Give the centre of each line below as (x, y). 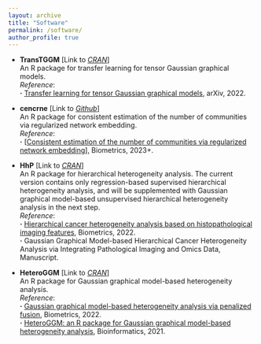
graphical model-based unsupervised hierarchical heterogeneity (124, 199)
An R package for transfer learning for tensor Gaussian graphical (124, 68)
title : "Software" (38, 23)
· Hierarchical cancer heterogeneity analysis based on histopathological (136, 224)
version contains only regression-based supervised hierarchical (123, 183)
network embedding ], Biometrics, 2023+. (86, 150)
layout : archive (35, 15)
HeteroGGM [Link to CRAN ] (64, 273)
